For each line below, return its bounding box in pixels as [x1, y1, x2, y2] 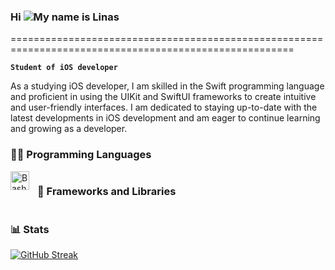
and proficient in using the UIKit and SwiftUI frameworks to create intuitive [10, 91, 317, 103]
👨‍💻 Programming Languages [10, 148, 152, 162]
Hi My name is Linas [10, 10, 120, 24]
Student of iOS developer [10, 63, 118, 73]
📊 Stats [10, 222, 50, 236]
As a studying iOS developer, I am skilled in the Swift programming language [10, 80, 325, 92]
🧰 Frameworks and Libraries [37, 185, 177, 199]
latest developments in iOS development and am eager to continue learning [10, 112, 321, 124]
